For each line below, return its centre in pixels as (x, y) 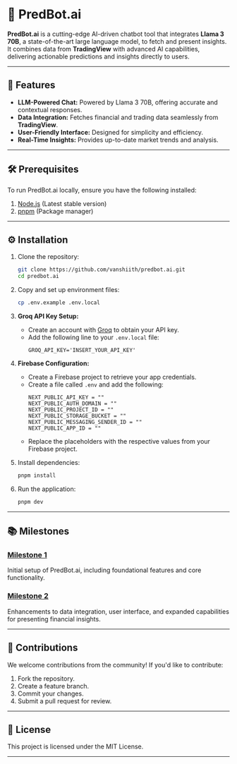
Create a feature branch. (53, 686)
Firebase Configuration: (53, 363)
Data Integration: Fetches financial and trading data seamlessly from (118, 117)
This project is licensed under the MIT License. (75, 746)
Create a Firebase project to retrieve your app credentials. (112, 377)
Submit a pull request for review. (65, 701)
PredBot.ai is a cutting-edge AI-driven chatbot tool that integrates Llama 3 (116, 34)
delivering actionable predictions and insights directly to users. (99, 56)
